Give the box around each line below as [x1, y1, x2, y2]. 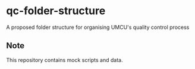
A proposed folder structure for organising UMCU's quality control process [6, 24, 190, 31]
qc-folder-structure [6, 4, 106, 18]
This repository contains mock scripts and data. [6, 56, 123, 63]
